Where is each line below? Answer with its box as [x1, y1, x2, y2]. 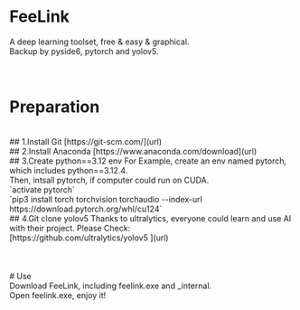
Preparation [9, 97, 100, 117]
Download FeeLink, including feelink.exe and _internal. [9, 280, 212, 291]
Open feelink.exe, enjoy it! [9, 289, 107, 300]
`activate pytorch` [9, 183, 75, 195]
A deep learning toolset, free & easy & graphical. [9, 36, 190, 47]
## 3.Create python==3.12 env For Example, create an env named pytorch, [9, 155, 287, 166]
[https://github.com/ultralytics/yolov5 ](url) [9, 232, 169, 243]
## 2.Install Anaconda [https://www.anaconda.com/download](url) [9, 146, 258, 156]
